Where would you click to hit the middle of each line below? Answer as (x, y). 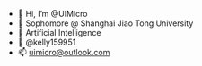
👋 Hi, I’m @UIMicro (53, 14)
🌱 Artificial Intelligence (59, 33)
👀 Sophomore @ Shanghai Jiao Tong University (105, 23)
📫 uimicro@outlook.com (64, 52)
